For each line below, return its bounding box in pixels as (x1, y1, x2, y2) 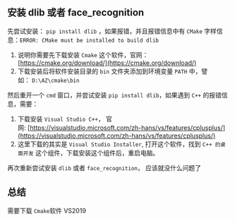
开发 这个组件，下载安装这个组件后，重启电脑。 (23, 148, 159, 157)
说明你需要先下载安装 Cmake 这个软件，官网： (17, 50, 149, 59)
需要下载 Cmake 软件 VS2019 (7, 206, 87, 215)
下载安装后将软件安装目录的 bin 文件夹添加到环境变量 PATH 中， (17, 66, 202, 76)
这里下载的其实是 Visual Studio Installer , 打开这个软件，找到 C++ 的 (17, 140, 221, 148)
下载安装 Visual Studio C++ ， (17, 114, 104, 123)
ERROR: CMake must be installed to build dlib (20, 37, 159, 44)
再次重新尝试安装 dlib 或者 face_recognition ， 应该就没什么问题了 (7, 163, 201, 172)
